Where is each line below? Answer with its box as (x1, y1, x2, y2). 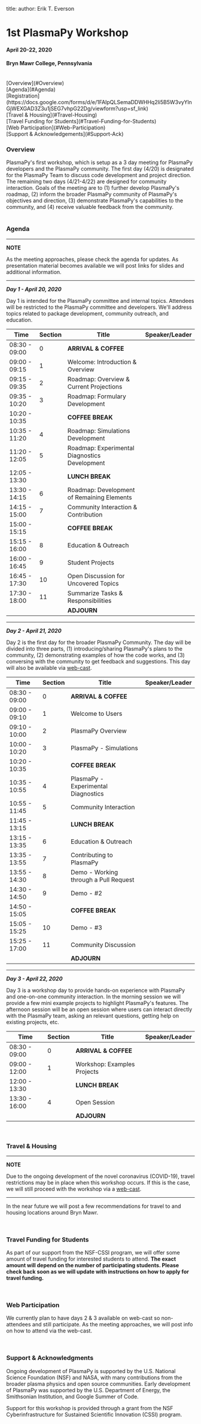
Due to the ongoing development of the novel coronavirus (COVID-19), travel (6, 1173, 195, 1180)
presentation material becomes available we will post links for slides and (6, 262, 184, 269)
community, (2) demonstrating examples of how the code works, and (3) (6, 651, 185, 658)
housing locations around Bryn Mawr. (6, 1209, 99, 1216)
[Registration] (6, 92, 40, 99)
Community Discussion (71, 940, 136, 949)
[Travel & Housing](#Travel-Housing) (6, 111, 98, 119)
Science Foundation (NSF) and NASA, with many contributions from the (6, 1374, 182, 1381)
